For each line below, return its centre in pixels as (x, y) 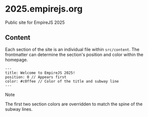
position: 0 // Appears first (36, 77)
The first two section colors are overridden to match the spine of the (74, 104)
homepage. (17, 60)
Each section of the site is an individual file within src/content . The (72, 49)
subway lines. (19, 109)
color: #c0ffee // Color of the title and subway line (62, 81)
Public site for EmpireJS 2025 (35, 22)
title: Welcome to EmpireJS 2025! (40, 73)
